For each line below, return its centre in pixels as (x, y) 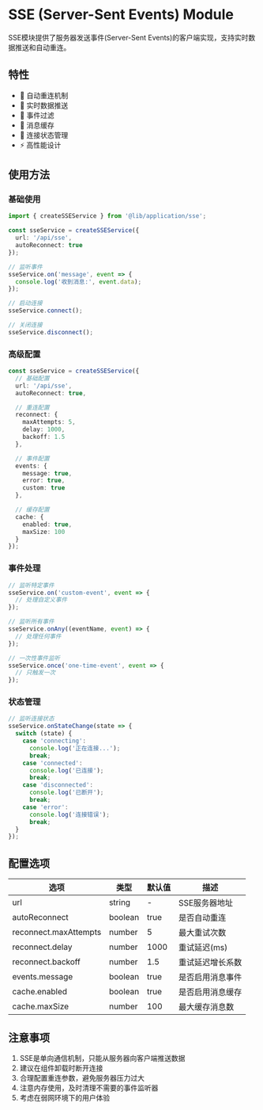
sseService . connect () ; (45, 311)
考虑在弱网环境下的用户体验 (65, 1097)
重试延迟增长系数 (210, 963)
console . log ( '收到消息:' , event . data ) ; (79, 282)
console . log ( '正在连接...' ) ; (75, 748)
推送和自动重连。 (43, 47)
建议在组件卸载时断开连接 (61, 1068)
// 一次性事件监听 (34, 658)
